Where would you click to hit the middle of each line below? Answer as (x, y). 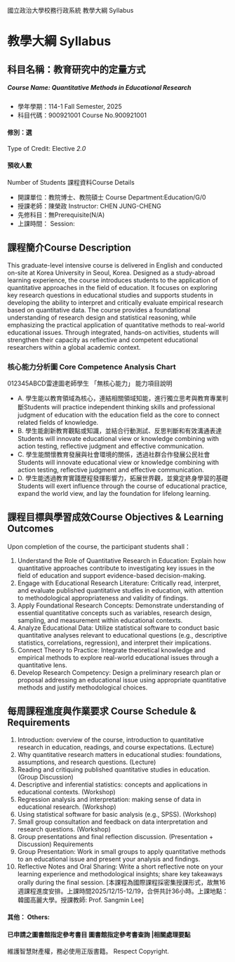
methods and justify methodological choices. (82, 687)
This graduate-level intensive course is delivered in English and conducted (115, 265)
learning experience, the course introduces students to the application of (113, 280)
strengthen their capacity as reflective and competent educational (103, 340)
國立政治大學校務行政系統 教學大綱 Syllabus (70, 10)
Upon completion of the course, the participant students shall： (99, 546)
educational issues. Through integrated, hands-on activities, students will (113, 332)
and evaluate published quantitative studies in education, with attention (120, 590)
